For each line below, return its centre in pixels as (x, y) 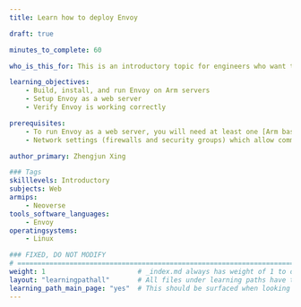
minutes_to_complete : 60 (56, 50)
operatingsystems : (43, 230)
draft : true (31, 34)
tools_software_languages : (60, 214)
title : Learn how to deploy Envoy (74, 17)
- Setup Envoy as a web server (84, 99)
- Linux (39, 239)
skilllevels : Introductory (60, 181)
